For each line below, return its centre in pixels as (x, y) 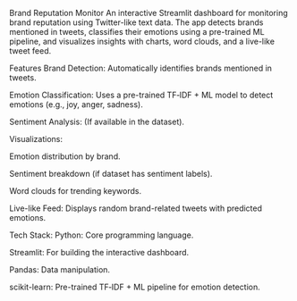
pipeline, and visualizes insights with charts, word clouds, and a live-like (142, 41)
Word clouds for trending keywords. (75, 191)
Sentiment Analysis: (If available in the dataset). (97, 121)
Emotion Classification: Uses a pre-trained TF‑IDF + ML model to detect (141, 95)
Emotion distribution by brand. (65, 156)
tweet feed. (30, 51)
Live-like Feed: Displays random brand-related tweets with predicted (136, 208)
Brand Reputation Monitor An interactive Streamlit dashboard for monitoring (148, 13)
